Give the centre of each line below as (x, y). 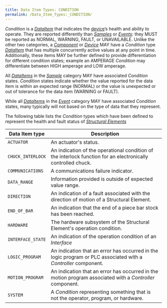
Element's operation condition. (86, 228)
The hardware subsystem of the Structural (100, 222)
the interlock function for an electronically (99, 156)
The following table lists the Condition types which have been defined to (79, 116)
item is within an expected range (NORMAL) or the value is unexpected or (81, 86)
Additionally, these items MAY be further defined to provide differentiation (81, 55)
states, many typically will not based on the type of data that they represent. (83, 106)
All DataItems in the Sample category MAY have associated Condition (77, 75)
